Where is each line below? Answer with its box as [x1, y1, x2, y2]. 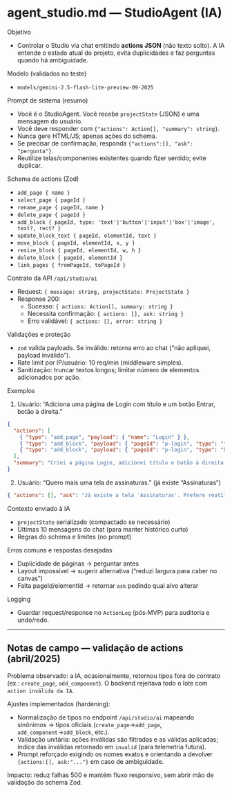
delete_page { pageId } [17, 211, 86, 218]
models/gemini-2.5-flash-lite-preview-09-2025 [17, 84, 154, 91]
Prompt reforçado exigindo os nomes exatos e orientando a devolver [17, 750, 213, 758]
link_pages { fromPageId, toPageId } [17, 261, 126, 268]
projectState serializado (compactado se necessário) [17, 518, 171, 526]
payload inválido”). [17, 351, 71, 359]
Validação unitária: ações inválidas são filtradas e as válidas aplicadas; [17, 735, 219, 743]
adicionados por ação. [17, 373, 81, 381]
